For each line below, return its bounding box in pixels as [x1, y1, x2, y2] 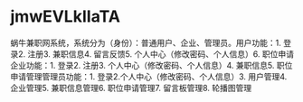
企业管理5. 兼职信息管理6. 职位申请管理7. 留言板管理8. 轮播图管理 [10, 82, 252, 93]
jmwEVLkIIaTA [10, 6, 121, 27]
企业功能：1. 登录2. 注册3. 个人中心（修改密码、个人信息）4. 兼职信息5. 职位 [10, 60, 293, 70]
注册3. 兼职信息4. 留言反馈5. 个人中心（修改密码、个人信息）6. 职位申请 [27, 48, 295, 60]
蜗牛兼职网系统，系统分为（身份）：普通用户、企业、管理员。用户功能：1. [10, 37, 281, 48]
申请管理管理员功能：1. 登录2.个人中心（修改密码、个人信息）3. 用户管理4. [10, 70, 288, 82]
